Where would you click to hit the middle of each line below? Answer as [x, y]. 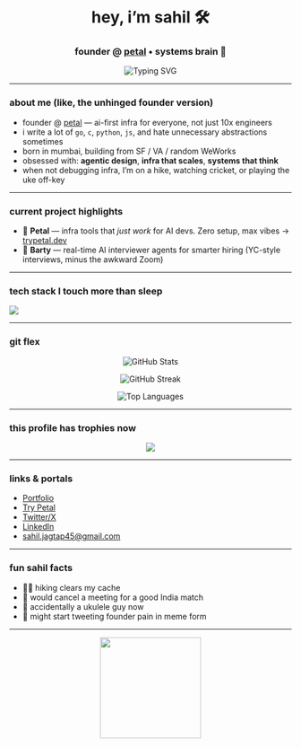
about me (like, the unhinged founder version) [111, 102]
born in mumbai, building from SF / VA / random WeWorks [129, 151]
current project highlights [66, 211]
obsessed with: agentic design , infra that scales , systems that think [150, 160]
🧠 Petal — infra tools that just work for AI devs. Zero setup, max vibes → [155, 231]
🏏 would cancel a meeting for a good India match [113, 597]
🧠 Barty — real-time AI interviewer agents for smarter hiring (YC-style [151, 250]
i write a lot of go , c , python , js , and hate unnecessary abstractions [145, 132]
